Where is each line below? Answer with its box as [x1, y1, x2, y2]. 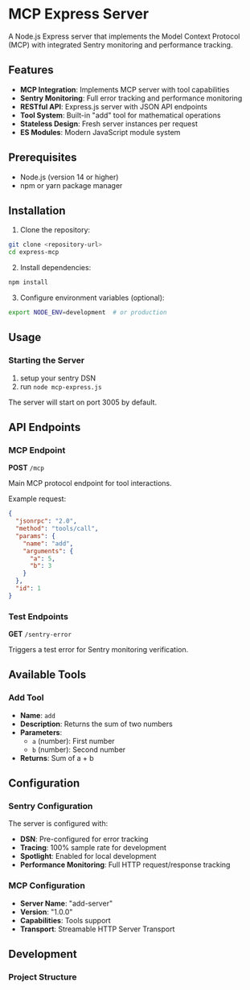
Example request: [8, 494, 67, 503]
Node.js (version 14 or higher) [19, 172, 119, 182]
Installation [8, 203, 66, 217]
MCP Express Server [8, 5, 150, 23]
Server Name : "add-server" [19, 898, 113, 908]
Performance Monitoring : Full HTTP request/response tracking [19, 860, 231, 869]
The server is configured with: [8, 819, 109, 828]
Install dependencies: [19, 263, 92, 273]
